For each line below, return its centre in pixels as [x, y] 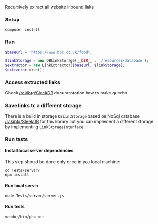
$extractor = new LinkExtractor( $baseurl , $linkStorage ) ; [65, 65]
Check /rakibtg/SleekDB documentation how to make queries [66, 93]
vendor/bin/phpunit [25, 217]
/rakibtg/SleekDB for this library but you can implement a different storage [79, 121]
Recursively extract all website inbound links [49, 7]
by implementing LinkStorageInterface [44, 127]
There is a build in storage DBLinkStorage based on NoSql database [72, 116]
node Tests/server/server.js [35, 196]
